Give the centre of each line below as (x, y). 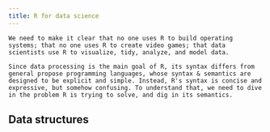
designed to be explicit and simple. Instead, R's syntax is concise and (135, 81)
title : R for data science (54, 16)
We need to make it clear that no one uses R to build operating (120, 38)
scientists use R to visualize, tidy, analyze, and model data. (119, 52)
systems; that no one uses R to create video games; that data (117, 45)
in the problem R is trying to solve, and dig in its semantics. (120, 95)
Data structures (49, 119)
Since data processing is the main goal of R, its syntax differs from (131, 66)
